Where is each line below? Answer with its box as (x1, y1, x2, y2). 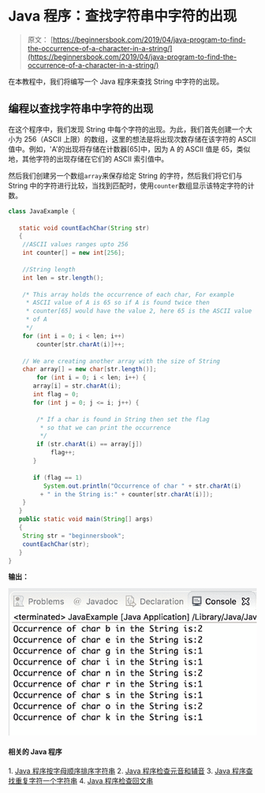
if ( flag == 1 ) (32, 473, 83, 481)
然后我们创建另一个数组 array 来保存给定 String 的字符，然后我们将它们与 (8, 170, 243, 180)
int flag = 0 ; (32, 391, 80, 398)
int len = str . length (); (22, 274, 104, 282)
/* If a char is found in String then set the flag (36, 415, 211, 423)
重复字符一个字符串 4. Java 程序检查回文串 (14, 776, 154, 785)
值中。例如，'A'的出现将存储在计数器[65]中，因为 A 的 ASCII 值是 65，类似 (8, 144, 251, 154)
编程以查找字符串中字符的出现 (8, 102, 154, 115)
